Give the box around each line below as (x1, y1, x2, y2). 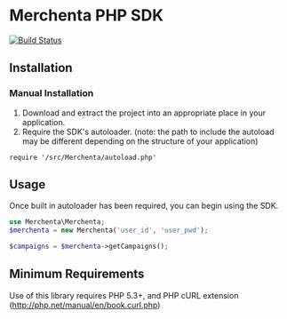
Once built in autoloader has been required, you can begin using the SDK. (9, 201, 279, 211)
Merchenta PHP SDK (9, 5, 164, 26)
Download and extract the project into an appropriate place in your (21, 108, 267, 118)
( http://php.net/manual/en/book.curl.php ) (9, 299, 161, 310)
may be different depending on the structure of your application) (21, 135, 259, 147)
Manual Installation (9, 87, 94, 100)
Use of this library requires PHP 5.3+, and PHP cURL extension (9, 290, 239, 300)
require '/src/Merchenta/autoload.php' (9, 153, 157, 162)
